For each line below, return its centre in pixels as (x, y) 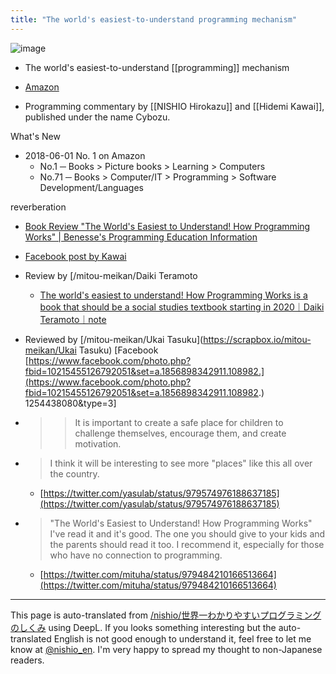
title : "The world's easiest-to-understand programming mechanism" (154, 19)
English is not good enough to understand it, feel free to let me (182, 638)
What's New (35, 136)
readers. (27, 660)
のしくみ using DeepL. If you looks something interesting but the (143, 627)
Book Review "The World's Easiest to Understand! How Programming (167, 226)
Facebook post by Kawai (75, 256)
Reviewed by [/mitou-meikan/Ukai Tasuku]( (114, 339)
